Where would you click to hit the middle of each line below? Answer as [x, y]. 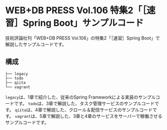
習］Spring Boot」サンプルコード [74, 23]
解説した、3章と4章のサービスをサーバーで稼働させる [106, 116]
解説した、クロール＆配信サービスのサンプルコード [100, 110]
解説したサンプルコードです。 [36, 44]
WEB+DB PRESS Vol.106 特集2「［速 [80, 10]
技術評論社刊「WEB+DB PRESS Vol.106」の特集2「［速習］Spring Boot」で [83, 38]
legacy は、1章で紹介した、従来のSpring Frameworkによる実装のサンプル [80, 97]
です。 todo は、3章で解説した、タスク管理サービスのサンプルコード [84, 103]
